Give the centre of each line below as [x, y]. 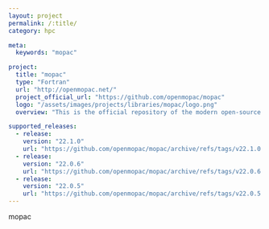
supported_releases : [43, 127]
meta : [17, 45]
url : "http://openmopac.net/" [66, 89]
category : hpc [32, 31]
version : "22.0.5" [54, 186]
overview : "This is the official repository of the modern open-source [139, 112]
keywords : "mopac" [47, 53]
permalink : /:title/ [43, 23]
